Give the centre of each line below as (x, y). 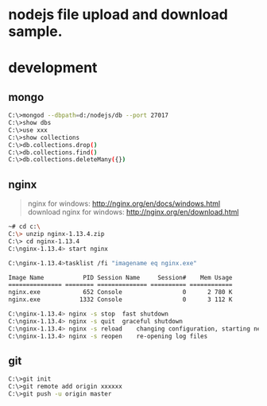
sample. (35, 31)
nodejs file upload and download (118, 15)
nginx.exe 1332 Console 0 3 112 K (120, 300)
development (53, 68)
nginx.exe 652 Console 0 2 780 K (120, 292)
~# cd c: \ (25, 227)
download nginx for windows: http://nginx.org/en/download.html (133, 212)
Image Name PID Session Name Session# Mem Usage (120, 277)
